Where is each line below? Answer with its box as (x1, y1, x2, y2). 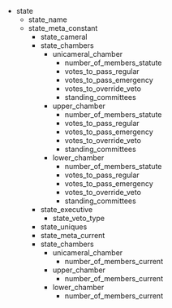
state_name (28, 15, 67, 24)
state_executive (40, 205, 93, 214)
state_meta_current (40, 231, 105, 240)
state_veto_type (52, 214, 105, 223)
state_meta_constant (28, 24, 98, 33)
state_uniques (40, 222, 88, 232)
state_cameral (40, 32, 88, 41)
